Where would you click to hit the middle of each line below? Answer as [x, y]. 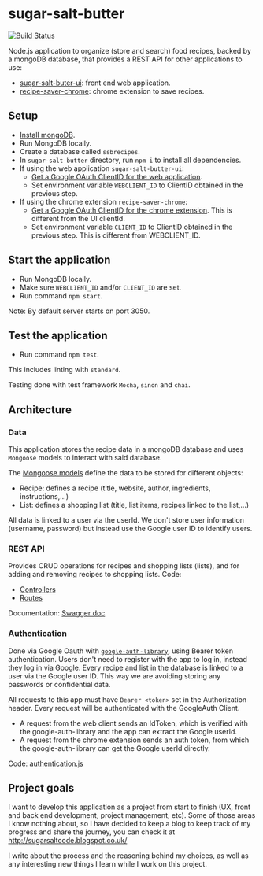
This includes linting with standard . [65, 370]
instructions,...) [44, 497]
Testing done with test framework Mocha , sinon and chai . [99, 385]
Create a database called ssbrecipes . [80, 151]
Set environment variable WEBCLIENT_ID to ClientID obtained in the [137, 185]
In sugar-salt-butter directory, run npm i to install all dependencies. [130, 160]
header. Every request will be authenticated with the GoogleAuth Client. [124, 708]
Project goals [41, 788]
